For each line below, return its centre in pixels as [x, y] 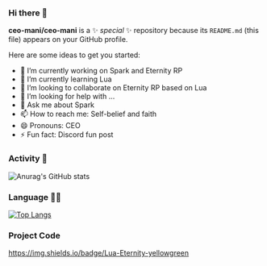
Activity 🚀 [28, 159]
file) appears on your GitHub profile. [68, 39]
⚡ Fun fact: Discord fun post [67, 135]
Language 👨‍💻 [35, 197]
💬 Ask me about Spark [57, 105]
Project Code [34, 235]
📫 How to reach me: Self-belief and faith [88, 114]
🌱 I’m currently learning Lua [66, 79]
